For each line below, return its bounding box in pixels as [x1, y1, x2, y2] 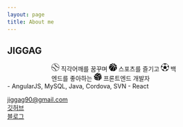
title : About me [7, 18, 54, 26]
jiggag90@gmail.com [7, 95, 68, 104]
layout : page [7, 11, 45, 18]
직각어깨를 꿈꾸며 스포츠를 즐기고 [60, 65, 159, 73]
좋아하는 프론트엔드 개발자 [69, 75, 150, 83]
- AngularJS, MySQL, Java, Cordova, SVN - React [7, 82, 149, 90]
